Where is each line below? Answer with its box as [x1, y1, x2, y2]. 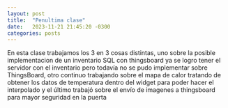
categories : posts [7, 29, 61, 37]
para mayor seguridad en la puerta [7, 93, 107, 102]
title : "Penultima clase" [7, 17, 86, 24]
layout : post [7, 10, 45, 17]
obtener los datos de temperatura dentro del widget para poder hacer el [7, 78, 214, 87]
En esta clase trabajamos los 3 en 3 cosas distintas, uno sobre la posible [7, 49, 216, 57]
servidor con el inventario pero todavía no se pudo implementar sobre [7, 63, 208, 72]
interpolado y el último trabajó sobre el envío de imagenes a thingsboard [7, 86, 215, 94]
